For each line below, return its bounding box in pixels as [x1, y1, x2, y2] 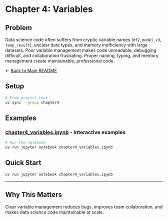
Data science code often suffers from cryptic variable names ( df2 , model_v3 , [5, 36, 161, 42]
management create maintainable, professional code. [5, 58, 115, 63]
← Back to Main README [5, 67, 57, 73]
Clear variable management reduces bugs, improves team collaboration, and [5, 203, 163, 209]
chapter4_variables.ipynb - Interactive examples [5, 128, 126, 135]
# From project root [5, 95, 48, 100]
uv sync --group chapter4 [5, 100, 59, 105]
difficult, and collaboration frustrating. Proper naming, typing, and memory [5, 52, 159, 58]
